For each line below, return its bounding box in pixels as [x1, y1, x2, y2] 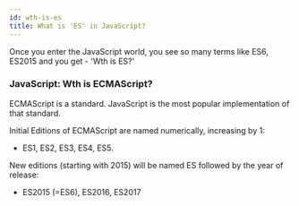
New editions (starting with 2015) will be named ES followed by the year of [9, 159, 284, 170]
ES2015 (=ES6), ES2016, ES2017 [21, 186, 141, 197]
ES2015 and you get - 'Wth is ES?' [9, 56, 135, 66]
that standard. [9, 107, 61, 118]
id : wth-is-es [9, 13, 63, 22]
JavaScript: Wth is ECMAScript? [9, 78, 153, 90]
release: [9, 169, 39, 180]
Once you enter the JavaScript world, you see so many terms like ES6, [9, 46, 269, 56]
